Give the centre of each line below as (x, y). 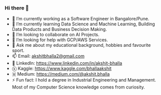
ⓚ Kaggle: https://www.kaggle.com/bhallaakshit (62, 69)
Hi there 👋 (17, 8)
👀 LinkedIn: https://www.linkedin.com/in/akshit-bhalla (67, 63)
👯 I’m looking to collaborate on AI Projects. (55, 35)
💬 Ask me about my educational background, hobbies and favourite (81, 45)
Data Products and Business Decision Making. (59, 29)
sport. (18, 50)
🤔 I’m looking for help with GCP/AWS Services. (60, 40)
